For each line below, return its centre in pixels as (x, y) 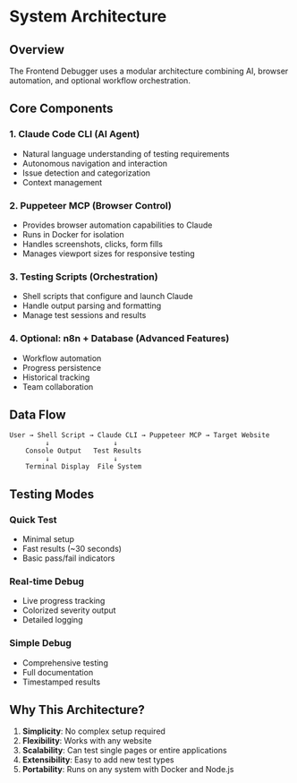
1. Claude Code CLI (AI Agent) (75, 134)
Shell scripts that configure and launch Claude (108, 297)
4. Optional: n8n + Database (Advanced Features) (119, 339)
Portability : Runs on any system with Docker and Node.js (128, 770)
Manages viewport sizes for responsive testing (108, 254)
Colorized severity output (69, 610)
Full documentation (58, 672)
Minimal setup (48, 539)
